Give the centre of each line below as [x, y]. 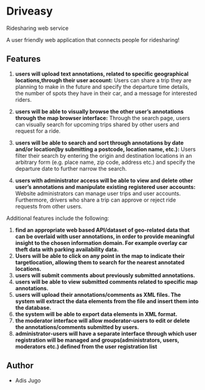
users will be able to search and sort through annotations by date [99, 143]
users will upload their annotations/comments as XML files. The [98, 294]
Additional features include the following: [58, 218]
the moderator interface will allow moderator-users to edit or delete [103, 321]
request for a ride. [38, 131]
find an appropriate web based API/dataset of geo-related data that [103, 230]
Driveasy [30, 11]
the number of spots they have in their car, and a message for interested [106, 93]
